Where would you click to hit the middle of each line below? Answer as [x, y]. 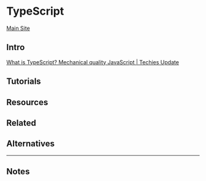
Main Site [18, 28]
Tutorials [24, 82]
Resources [27, 102]
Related [21, 123]
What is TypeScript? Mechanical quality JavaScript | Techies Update [93, 62]
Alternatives [31, 144]
